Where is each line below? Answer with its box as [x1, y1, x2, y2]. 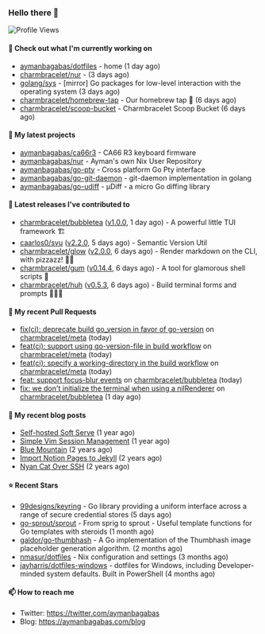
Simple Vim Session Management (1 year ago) [19, 437, 171, 446]
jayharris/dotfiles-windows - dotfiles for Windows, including [19, 560, 216, 570]
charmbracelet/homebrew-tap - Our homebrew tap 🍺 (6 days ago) [19, 95, 236, 104]
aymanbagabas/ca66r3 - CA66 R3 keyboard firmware [19, 147, 197, 158]
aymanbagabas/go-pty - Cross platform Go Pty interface [19, 165, 206, 174]
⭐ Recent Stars [8, 480, 59, 490]
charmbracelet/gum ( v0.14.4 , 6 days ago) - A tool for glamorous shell [19, 263, 246, 273]
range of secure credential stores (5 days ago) [19, 509, 172, 519]
